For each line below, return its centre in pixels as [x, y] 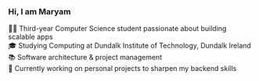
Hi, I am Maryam [40, 12]
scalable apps [31, 37]
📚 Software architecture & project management [85, 58]
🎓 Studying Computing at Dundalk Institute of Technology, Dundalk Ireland [130, 46]
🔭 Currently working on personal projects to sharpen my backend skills [122, 69]
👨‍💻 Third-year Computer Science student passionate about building [117, 29]
